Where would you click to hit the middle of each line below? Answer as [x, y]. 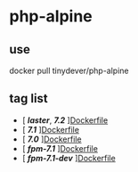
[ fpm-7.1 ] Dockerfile [60, 148]
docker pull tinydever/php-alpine [69, 70]
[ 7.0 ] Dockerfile [52, 139]
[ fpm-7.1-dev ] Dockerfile [69, 158]
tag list [29, 98]
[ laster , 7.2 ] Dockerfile [65, 120]
